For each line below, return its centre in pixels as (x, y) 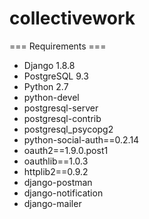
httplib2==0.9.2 (56, 171)
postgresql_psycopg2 (68, 129)
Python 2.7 (46, 86)
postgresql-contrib (62, 118)
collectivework (72, 18)
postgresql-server (61, 108)
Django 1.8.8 (49, 65)
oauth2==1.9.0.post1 (66, 150)
